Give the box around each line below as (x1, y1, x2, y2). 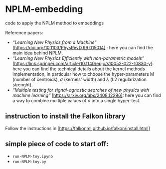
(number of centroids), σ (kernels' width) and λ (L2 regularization (12, 76, 147, 82)
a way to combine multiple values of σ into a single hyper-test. (12, 97, 141, 103)
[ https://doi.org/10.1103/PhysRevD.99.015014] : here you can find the (12, 44, 153, 50)
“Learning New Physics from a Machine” (12, 39, 97, 45)
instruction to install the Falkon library (5, 112, 126, 121)
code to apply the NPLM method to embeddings (5, 20, 104, 26)
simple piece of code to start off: (5, 140, 109, 148)
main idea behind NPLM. (12, 50, 63, 56)
